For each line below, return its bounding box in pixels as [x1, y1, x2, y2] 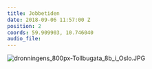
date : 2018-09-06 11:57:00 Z [7, 16, 91, 23]
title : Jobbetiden [7, 10, 60, 17]
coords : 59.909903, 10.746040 [7, 29, 94, 36]
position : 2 [7, 23, 41, 29]
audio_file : [7, 36, 41, 42]
